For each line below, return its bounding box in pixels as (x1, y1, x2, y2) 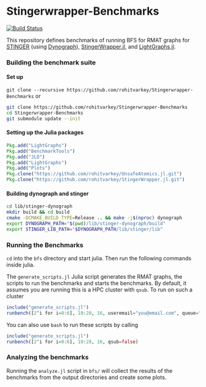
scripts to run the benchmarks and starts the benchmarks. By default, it (6, 279, 187, 287)
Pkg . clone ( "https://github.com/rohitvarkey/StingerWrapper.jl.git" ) (6, 176, 185, 183)
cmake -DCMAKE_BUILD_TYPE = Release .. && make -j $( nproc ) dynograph (6, 214, 183, 221)
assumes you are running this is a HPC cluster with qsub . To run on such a (6, 286, 193, 293)
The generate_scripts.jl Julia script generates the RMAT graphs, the (6, 272, 183, 280)
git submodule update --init (6, 115, 81, 122)
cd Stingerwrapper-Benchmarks (6, 110, 84, 116)
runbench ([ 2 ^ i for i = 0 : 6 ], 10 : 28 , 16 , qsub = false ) (6, 339, 139, 345)
